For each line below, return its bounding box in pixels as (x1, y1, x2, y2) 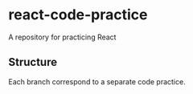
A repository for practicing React (8, 32, 117, 42)
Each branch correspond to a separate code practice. (8, 76, 187, 86)
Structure (8, 55, 58, 69)
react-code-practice (8, 6, 148, 24)
